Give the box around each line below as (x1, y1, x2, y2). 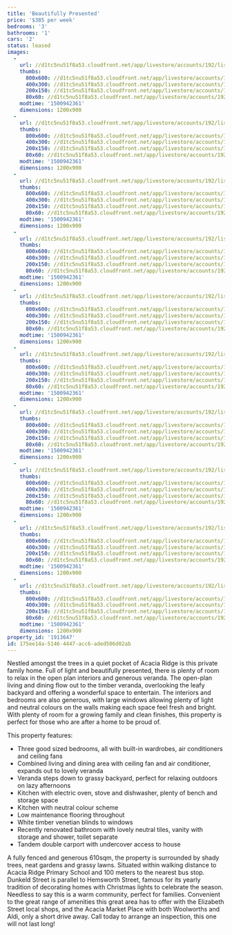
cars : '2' (7, 36, 36, 43)
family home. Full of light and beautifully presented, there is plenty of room (7, 667, 220, 675)
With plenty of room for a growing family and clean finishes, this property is (7, 710, 222, 719)
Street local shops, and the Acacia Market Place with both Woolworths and (7, 905, 220, 914)
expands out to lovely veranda (17, 767, 104, 775)
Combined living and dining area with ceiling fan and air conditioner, (17, 759, 211, 768)
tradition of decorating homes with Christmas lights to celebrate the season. (7, 883, 224, 891)
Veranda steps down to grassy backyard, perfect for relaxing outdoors (17, 774, 217, 782)
